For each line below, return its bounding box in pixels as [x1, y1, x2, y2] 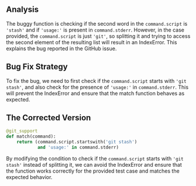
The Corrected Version [6, 113, 91, 123]
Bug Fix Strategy [6, 62, 68, 72]
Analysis [6, 5, 39, 15]
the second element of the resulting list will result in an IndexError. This [6, 38, 177, 45]
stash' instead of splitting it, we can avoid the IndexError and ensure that [6, 161, 183, 168]
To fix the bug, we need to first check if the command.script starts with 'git [6, 77, 187, 84]
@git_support [6, 128, 38, 134]
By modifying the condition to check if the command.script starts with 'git [6, 155, 184, 162]
